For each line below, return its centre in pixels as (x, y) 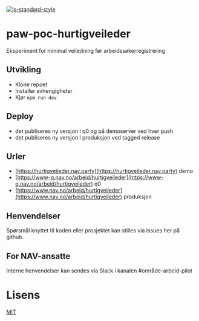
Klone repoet (31, 84)
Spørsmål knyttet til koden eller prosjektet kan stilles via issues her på (93, 231)
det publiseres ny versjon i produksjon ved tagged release (87, 137)
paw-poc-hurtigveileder (69, 34)
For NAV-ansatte (38, 256)
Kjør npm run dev (36, 97)
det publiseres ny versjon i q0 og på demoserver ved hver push (94, 131)
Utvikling (24, 70)
